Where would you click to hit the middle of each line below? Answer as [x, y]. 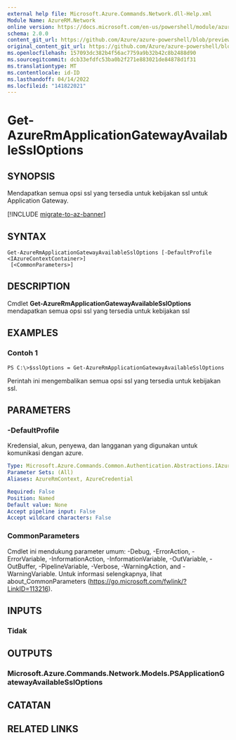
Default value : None [38, 505]
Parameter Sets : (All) [40, 473]
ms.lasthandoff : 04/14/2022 [48, 79]
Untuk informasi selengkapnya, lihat [111, 573]
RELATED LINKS [43, 729]
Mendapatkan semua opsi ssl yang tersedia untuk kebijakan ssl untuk [108, 193]
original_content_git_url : [47, 46]
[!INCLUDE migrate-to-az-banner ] [57, 215]
